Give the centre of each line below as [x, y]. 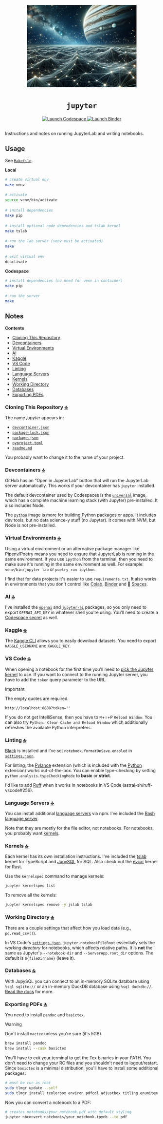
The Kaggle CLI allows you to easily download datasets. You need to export [81, 641]
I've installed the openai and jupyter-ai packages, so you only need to [76, 607]
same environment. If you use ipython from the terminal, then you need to [79, 559]
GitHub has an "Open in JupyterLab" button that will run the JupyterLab [77, 481]
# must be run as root [28, 1083]
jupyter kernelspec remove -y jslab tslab [49, 905]
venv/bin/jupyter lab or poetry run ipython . [50, 569]
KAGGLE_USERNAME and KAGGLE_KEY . [38, 646]
